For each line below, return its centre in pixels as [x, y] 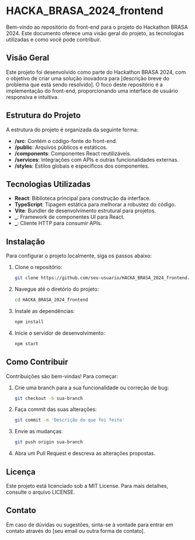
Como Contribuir [37, 362]
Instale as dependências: [44, 311]
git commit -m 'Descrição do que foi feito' [69, 420]
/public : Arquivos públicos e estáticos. [61, 147]
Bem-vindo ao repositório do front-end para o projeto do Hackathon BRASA [97, 27]
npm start [27, 344]
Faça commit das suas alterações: [56, 409]
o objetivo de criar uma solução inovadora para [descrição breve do [88, 78]
